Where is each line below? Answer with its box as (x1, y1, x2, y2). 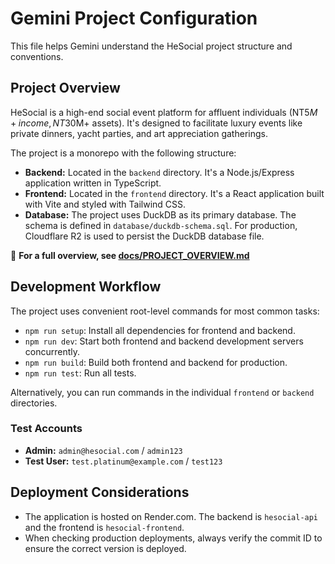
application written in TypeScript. (24, 177, 162, 189)
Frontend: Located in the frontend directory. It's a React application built (24, 187, 325, 199)
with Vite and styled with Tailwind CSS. (24, 198, 187, 210)
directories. (10, 397, 58, 409)
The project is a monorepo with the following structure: (10, 147, 237, 159)
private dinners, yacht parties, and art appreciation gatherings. (10, 127, 268, 139)
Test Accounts (10, 422, 83, 436)
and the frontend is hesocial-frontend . (24, 521, 185, 533)
